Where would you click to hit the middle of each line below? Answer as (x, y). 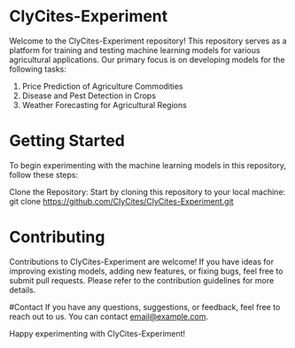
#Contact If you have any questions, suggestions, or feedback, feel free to (145, 306)
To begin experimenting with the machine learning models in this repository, (147, 165)
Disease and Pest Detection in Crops (89, 96)
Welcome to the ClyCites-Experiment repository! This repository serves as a (148, 41)
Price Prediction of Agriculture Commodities (102, 86)
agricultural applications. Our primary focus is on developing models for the (147, 59)
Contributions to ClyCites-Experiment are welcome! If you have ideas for (142, 261)
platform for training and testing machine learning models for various (135, 50)
